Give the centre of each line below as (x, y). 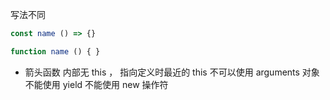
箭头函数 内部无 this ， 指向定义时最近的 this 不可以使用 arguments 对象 (172, 72)
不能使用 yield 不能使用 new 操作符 (96, 84)
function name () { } (55, 51)
